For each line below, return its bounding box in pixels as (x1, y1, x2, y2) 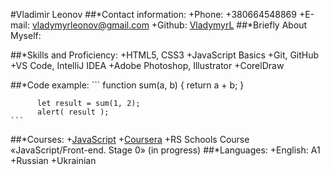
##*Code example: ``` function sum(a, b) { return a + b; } (10, 79, 245, 91)
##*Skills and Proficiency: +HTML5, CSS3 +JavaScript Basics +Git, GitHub (10, 49, 320, 61)
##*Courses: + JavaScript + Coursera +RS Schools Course (10, 134, 250, 145)
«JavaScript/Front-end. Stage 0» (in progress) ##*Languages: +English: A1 (10, 144, 321, 156)
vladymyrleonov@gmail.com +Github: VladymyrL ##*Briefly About (31, 19, 308, 31)
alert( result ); (36, 107, 110, 117)
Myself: (10, 30, 42, 41)
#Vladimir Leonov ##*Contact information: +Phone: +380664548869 (10, 9, 297, 20)
